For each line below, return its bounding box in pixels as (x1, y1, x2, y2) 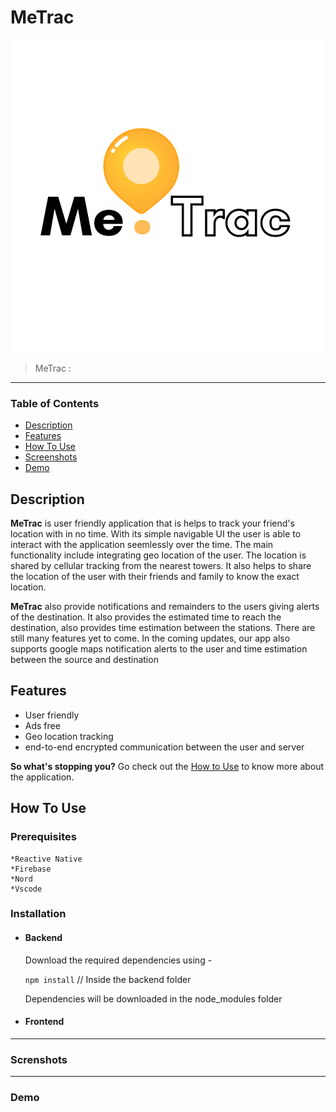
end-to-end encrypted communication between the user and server (24, 741, 305, 753)
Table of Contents (10, 396, 100, 410)
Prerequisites (10, 830, 77, 844)
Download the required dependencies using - (24, 954, 213, 966)
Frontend (24, 1016, 65, 1028)
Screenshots (24, 451, 78, 463)
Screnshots (10, 1052, 68, 1066)
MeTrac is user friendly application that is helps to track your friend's (10, 517, 295, 530)
